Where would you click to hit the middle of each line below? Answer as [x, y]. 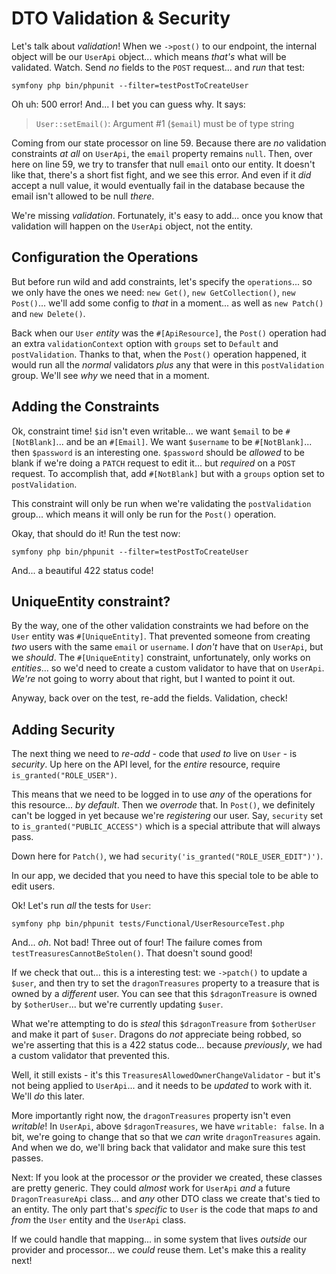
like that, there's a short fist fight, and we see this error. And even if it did [161, 174]
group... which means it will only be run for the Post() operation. [144, 514]
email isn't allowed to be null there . [83, 196]
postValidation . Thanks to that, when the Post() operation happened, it [159, 354]
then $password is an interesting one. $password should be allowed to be [158, 452]
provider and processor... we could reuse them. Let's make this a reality [159, 1250]
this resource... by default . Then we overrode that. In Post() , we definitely [163, 805]
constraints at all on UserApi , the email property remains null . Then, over [162, 153]
